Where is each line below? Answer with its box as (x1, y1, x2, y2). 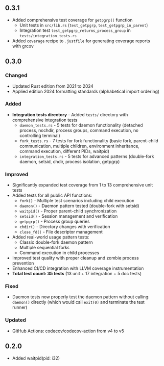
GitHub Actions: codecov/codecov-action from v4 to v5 (12, 328, 124, 334)
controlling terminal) (19, 132, 60, 138)
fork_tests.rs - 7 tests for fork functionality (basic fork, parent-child (19, 137, 159, 144)
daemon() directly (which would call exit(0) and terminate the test (12, 299, 145, 305)
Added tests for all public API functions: (12, 192, 93, 198)
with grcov (12, 43, 34, 49)
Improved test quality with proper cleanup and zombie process (12, 255, 139, 261)
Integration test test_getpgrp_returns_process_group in (19, 27, 131, 33)
